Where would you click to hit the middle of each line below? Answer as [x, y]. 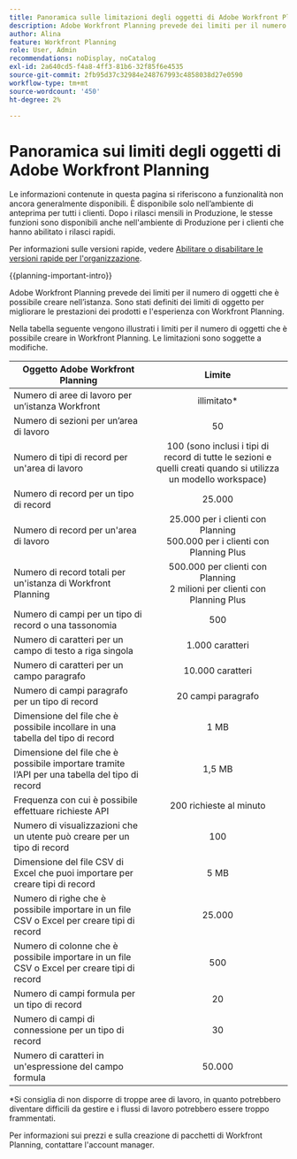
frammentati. [32, 1118]
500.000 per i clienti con [218, 541]
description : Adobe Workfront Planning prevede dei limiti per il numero [148, 26]
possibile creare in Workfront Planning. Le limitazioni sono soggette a [136, 338]
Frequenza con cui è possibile [76, 800]
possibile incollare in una [65, 727]
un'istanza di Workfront [62, 583]
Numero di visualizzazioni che [76, 825]
